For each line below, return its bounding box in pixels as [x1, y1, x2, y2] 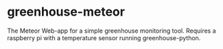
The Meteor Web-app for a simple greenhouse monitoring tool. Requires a [7, 27, 216, 35]
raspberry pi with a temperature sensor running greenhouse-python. [7, 33, 201, 42]
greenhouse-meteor [7, 4, 126, 20]
